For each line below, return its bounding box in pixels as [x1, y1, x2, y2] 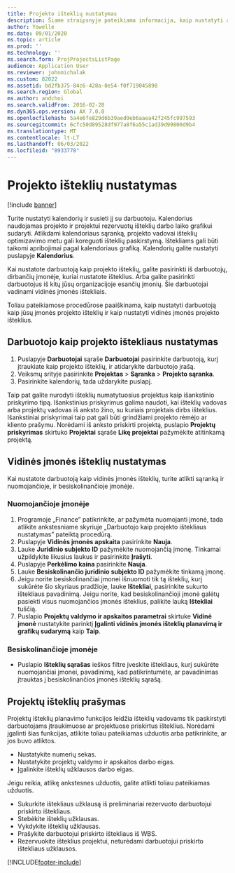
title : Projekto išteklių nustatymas [7, 10, 117, 18]
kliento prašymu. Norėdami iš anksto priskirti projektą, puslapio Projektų [7, 420, 215, 428]
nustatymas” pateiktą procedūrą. [17, 530, 113, 539]
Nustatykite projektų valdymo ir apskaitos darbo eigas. [17, 757, 175, 766]
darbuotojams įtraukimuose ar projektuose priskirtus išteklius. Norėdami [7, 722, 215, 730]
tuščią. [17, 604, 37, 613]
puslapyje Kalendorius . [7, 251, 75, 259]
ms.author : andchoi [7, 95, 64, 102]
